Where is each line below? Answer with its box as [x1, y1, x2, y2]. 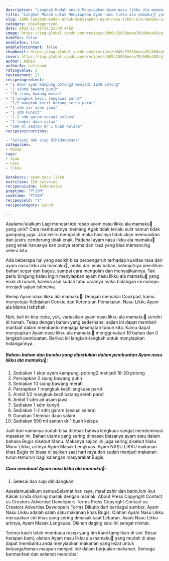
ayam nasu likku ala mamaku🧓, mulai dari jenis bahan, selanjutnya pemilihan [6, 262, 163, 268]
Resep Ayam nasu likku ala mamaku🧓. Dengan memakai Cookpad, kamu [6, 293, 155, 299]
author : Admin [6, 59, 36, 64]
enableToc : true [6, 40, 40, 45]
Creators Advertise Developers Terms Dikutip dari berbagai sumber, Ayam [6, 504, 159, 510]
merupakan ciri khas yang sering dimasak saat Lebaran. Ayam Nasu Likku [6, 514, 158, 520]
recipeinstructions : [6, 128, 49, 133]
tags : [6, 151, 17, 157]
